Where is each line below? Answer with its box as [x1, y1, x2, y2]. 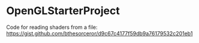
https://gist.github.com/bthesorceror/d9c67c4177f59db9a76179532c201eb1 [6, 29, 193, 37]
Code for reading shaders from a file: [6, 24, 98, 31]
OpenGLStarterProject [6, 4, 120, 18]
